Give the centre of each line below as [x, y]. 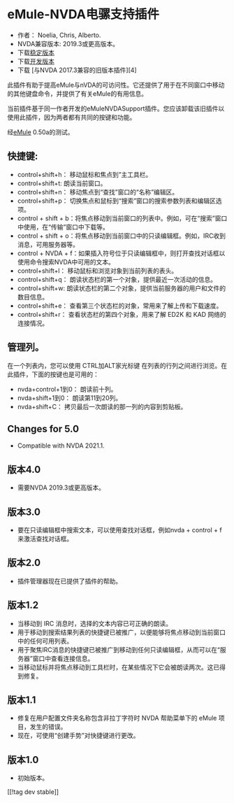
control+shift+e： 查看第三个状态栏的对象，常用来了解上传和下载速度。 [120, 306]
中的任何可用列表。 [45, 641]
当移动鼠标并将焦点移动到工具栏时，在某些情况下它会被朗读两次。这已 [118, 667]
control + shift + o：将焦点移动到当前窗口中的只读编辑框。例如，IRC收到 [121, 236]
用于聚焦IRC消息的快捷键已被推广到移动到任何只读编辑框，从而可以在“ [118, 649]
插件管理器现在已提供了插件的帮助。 [70, 581]
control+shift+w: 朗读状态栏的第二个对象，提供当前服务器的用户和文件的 [121, 288]
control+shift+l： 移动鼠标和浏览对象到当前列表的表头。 [97, 271]
